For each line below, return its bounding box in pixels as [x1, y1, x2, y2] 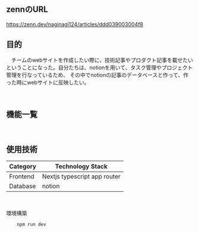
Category [9, 162, 37, 170]
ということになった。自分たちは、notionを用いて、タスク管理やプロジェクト [6, 64, 193, 71]
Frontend [9, 172, 34, 181]
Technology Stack [55, 162, 108, 170]
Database [9, 182, 36, 191]
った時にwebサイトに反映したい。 [6, 79, 90, 86]
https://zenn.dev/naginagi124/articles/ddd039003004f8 [6, 20, 144, 27]
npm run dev [17, 222, 46, 228]
